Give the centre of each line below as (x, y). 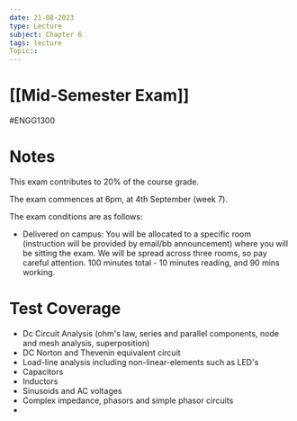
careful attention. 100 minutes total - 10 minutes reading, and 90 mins (151, 263)
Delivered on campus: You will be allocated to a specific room (137, 234)
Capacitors (43, 372)
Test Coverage (65, 309)
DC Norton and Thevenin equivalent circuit (102, 353)
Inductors (40, 381)
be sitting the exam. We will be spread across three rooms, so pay (144, 253)
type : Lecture (36, 26)
